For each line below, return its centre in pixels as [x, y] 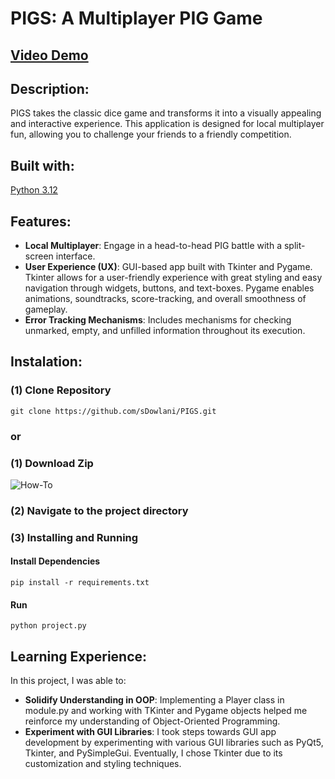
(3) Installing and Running [74, 537]
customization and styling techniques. [103, 763]
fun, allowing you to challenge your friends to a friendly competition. [151, 134]
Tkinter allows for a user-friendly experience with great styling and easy [173, 278]
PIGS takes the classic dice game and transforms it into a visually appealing [166, 113]
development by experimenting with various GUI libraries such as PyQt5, [174, 742]
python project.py [48, 626]
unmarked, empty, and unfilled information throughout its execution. [165, 331]
